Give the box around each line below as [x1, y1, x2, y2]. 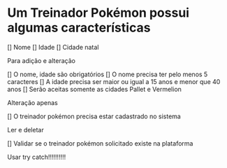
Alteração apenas [7, 98, 58, 106]
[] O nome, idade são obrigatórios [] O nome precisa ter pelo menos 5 [7, 70, 208, 78]
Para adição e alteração [7, 56, 75, 64]
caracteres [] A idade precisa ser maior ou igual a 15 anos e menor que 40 [7, 77, 221, 85]
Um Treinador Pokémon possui [7, 5, 190, 21]
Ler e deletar [7, 125, 44, 134]
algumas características [7, 20, 151, 36]
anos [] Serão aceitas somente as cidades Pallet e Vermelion [7, 85, 182, 93]
